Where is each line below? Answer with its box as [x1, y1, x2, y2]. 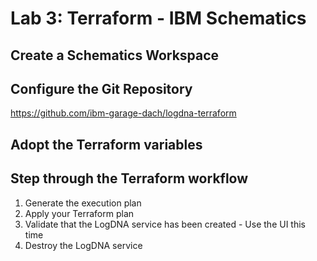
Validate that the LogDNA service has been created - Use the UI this [24, 218, 306, 230]
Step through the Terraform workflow [10, 170, 249, 187]
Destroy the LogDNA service [24, 239, 143, 251]
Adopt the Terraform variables [10, 136, 203, 153]
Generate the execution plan [24, 197, 142, 209]
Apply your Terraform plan [24, 207, 135, 219]
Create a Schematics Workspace [10, 47, 220, 64]
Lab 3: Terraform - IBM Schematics [10, 7, 307, 30]
